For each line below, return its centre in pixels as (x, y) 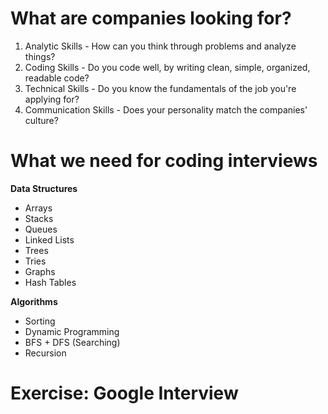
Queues (41, 229)
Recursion (45, 353)
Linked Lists (49, 239)
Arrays (38, 208)
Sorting (40, 321)
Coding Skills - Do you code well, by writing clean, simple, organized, (167, 67)
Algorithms (34, 301)
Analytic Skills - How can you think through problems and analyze (160, 46)
